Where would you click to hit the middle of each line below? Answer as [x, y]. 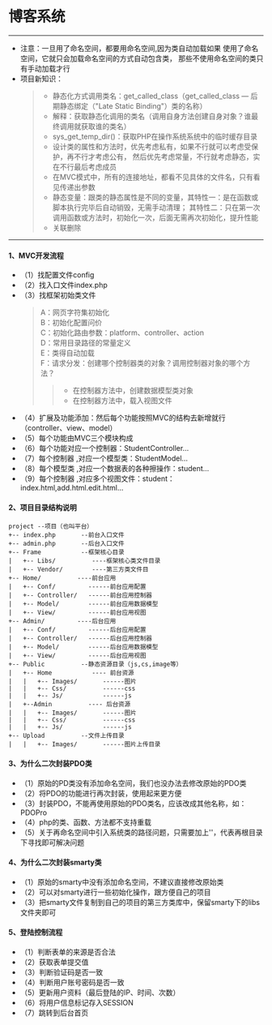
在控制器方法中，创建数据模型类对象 [133, 391]
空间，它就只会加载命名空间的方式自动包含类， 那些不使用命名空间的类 [138, 58]
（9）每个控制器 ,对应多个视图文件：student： [98, 478]
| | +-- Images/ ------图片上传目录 [85, 744]
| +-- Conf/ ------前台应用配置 [77, 587]
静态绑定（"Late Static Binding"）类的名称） [133, 105]
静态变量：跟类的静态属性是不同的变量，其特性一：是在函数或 [155, 197]
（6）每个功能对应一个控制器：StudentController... [104, 448]
